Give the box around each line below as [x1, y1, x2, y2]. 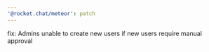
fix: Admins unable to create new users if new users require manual [7, 29, 202, 37]
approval [7, 36, 33, 45]
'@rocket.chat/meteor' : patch [7, 10, 96, 17]
